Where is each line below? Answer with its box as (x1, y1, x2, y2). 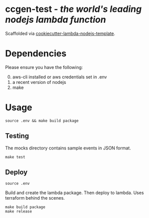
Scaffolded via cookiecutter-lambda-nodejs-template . (5, 30, 116, 36)
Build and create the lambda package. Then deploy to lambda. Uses (5, 190, 144, 196)
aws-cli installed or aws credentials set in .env (12, 73, 107, 80)
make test (5, 154, 26, 159)
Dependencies (5, 48, 67, 59)
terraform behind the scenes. (5, 195, 65, 201)
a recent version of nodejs (12, 79, 66, 85)
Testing (5, 132, 29, 140)
